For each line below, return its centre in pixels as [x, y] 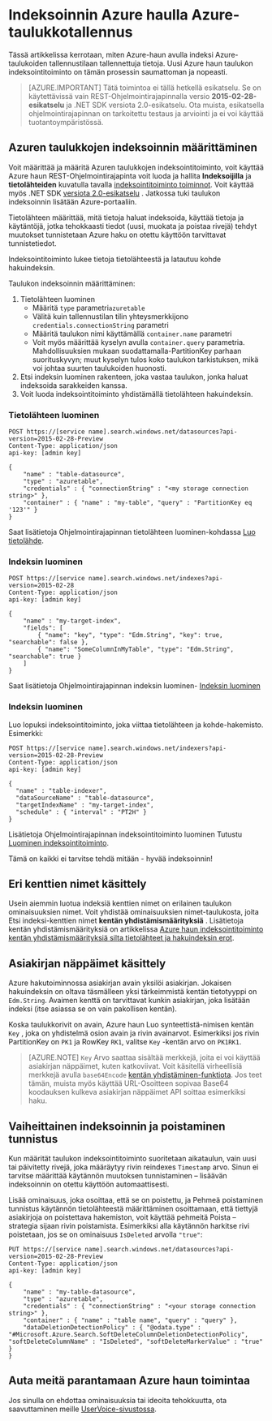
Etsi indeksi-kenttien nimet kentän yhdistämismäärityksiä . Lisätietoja [126, 921]
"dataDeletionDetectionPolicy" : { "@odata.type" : [112, 1328]
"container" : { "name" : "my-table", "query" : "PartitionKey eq [138, 503]
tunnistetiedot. [32, 243]
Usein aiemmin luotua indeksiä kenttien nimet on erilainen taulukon [120, 903]
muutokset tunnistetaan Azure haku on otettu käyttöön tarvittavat [117, 235]
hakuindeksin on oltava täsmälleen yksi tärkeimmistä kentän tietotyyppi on [133, 992]
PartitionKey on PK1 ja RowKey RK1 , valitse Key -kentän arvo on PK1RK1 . [125, 1042]
